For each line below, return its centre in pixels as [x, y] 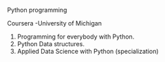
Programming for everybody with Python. [76, 37]
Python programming [37, 10]
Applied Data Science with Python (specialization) [88, 51]
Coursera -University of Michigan [54, 23]
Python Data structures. [51, 44]
